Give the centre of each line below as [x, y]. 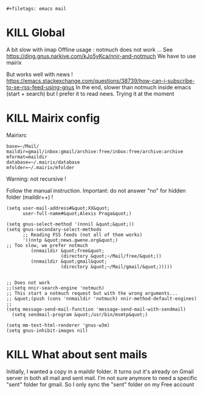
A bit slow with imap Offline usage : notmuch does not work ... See [90, 49]
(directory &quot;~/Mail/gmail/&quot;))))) [116, 267]
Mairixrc [17, 135]
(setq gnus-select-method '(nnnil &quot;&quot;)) [71, 224]
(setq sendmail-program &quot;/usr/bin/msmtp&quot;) [80, 314]
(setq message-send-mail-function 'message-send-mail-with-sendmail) [96, 309]
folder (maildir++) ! [30, 197]
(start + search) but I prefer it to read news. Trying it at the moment [90, 94]
